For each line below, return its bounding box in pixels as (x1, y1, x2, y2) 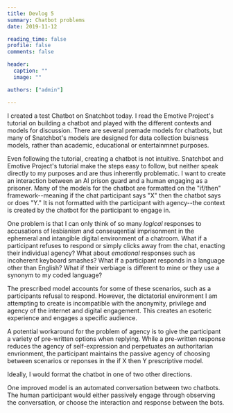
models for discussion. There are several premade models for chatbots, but (7, 126, 223, 134)
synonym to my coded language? (7, 271, 103, 279)
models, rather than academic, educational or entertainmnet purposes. (7, 141, 209, 149)
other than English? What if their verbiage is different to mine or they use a (7, 263, 220, 272)
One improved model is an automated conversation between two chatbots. (7, 383, 221, 392)
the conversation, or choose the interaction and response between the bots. (7, 398, 225, 406)
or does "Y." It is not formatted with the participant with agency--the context (7, 198, 225, 206)
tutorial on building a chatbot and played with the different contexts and (7, 118, 212, 127)
